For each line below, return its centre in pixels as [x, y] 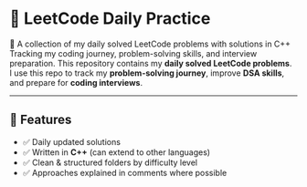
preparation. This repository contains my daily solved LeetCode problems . [151, 63]
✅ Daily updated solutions [72, 141]
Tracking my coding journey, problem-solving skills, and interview [133, 53]
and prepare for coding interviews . [76, 82]
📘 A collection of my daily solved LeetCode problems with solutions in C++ [150, 44]
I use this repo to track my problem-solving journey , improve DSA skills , [147, 73]
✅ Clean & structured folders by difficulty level [110, 162]
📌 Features [41, 120]
